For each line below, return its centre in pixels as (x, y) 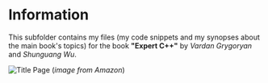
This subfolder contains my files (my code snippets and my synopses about (134, 37)
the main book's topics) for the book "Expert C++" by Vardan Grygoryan (130, 45)
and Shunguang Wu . (42, 54)
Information (48, 15)
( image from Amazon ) (88, 69)
